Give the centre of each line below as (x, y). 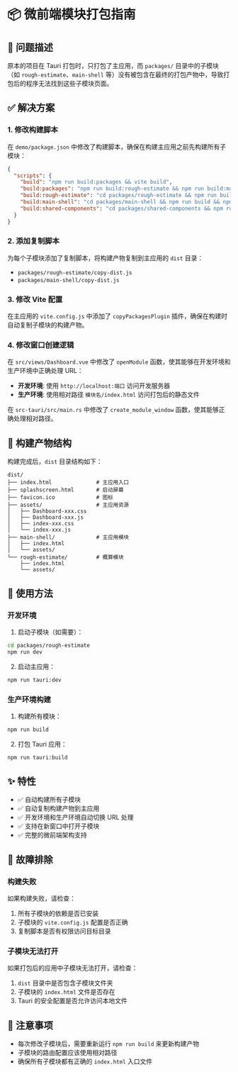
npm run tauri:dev (34, 680)
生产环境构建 (29, 699)
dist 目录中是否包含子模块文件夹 (65, 983)
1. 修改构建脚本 (33, 130)
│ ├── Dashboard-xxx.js (45, 518)
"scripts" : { (33, 175)
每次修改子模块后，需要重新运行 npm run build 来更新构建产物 (108, 1044)
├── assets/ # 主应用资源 (68, 505)
